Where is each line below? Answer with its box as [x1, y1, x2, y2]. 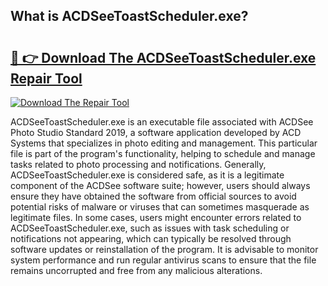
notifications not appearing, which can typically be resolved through [10, 233, 292, 244]
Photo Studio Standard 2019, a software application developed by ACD [10, 127, 302, 138]
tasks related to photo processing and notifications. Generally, [10, 159, 267, 170]
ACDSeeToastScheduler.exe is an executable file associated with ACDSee [10, 116, 314, 128]
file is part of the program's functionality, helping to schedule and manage [10, 148, 316, 159]
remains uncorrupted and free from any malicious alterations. [10, 265, 263, 276]
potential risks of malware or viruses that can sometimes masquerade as [10, 201, 310, 213]
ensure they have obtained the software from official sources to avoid [10, 190, 297, 202]
